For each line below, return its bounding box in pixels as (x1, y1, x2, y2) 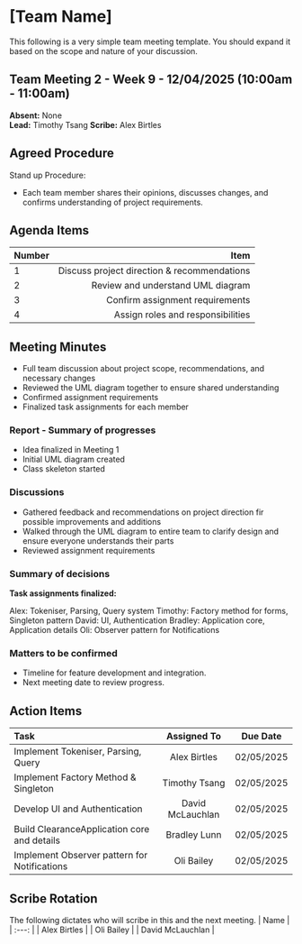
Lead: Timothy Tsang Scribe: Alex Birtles (9, 119, 162, 130)
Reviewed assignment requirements (22, 545, 155, 555)
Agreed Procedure (9, 146, 114, 161)
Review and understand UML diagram (91, 280, 251, 292)
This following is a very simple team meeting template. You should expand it (9, 36, 290, 47)
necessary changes (22, 372, 96, 384)
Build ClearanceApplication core (13, 823, 150, 836)
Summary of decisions (9, 567, 111, 580)
